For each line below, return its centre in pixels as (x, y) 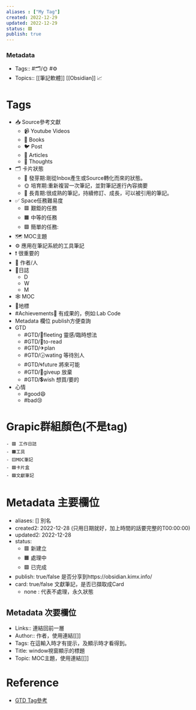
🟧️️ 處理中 (35, 558)
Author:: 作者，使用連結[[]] (48, 636)
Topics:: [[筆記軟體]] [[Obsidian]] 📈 (59, 78)
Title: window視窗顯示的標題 (50, 651)
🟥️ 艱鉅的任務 (40, 208)
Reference (32, 683)
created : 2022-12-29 (32, 17)
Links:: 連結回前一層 (40, 628)
